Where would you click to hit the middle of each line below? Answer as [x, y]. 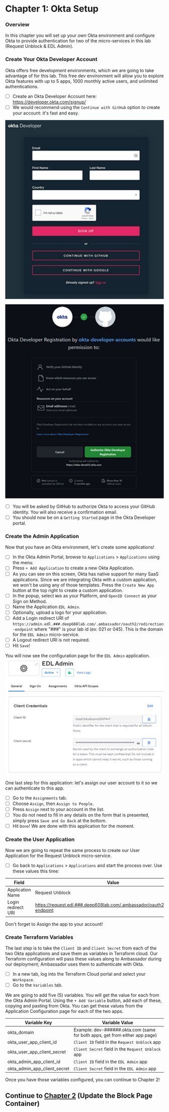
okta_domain [21, 1032]
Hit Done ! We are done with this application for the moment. [73, 826]
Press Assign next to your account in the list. [58, 809]
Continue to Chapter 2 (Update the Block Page [79, 1096]
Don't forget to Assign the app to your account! [54, 924]
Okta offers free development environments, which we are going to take [80, 70]
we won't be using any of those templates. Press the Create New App [83, 585]
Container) [23, 1103]
